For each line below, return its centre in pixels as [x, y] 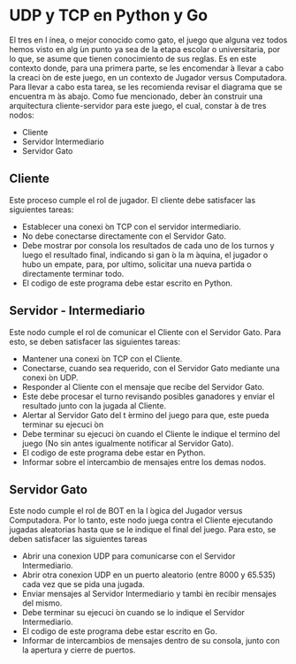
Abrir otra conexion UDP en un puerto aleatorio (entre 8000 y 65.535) [148, 575]
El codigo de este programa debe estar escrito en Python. [127, 283]
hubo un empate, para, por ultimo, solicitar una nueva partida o [137, 264]
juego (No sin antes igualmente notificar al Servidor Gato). [128, 443]
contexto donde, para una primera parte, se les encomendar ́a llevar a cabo [147, 68]
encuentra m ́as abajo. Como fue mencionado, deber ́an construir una [136, 96]
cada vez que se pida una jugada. [83, 584]
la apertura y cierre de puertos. [79, 650]
